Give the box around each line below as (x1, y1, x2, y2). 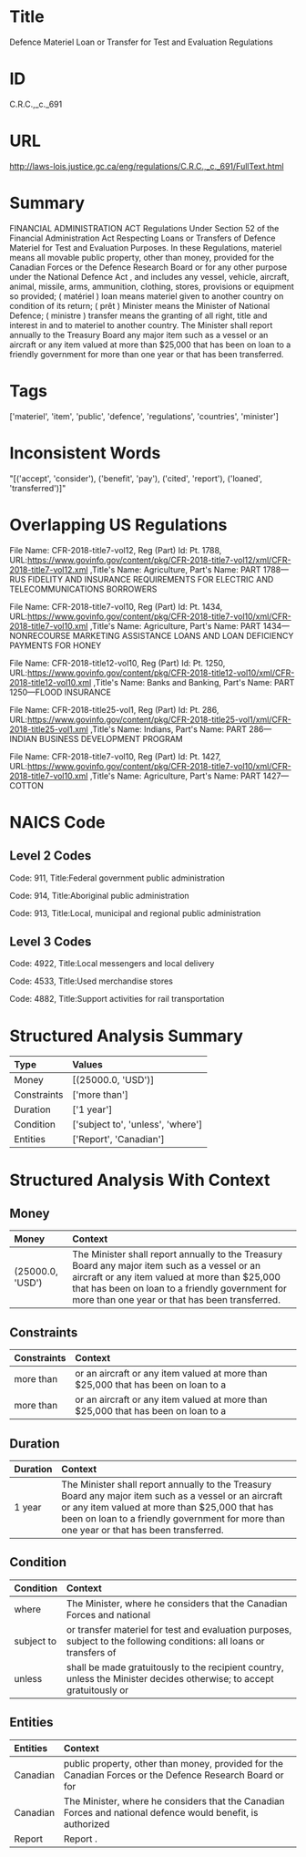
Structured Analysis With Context (9, 1170, 270, 1191)
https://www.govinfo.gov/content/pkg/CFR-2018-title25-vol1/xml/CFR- (26, 714, 291, 725)
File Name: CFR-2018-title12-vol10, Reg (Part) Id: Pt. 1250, (9, 657, 226, 668)
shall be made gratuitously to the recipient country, (66, 1661, 284, 1674)
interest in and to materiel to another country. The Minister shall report (9, 319, 273, 330)
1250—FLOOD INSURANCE (9, 686, 112, 697)
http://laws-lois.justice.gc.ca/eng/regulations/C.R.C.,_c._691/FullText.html (9, 160, 284, 171)
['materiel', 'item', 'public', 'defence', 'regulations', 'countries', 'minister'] (9, 410, 280, 421)
